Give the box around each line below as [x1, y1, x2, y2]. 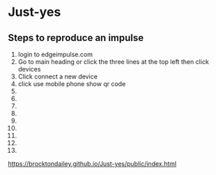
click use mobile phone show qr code [17, 80, 126, 87]
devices [17, 65, 41, 73]
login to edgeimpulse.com [17, 50, 93, 58]
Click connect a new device [17, 72, 98, 81]
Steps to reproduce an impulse [8, 32, 144, 44]
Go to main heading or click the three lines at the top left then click [17, 58, 210, 66]
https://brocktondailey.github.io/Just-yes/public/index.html [8, 160, 177, 167]
